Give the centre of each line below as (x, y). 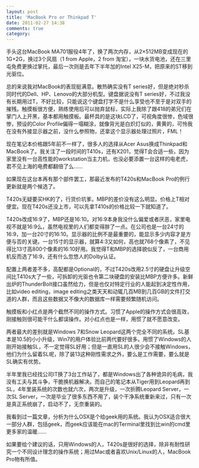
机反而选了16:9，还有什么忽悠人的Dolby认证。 (63, 256)
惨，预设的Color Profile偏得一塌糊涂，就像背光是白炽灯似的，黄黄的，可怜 (97, 124)
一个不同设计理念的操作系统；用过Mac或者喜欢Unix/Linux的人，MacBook (101, 452)
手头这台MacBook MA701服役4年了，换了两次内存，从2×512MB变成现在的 (97, 52)
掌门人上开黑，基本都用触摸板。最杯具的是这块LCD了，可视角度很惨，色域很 (100, 116)
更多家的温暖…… (26, 432)
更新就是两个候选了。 (32, 187)
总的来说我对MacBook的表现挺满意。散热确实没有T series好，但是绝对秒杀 (98, 86)
